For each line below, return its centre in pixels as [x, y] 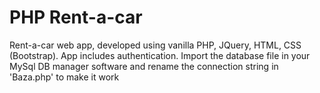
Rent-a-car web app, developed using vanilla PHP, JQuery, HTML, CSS [155, 45]
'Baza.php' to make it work [64, 77]
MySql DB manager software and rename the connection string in [144, 66]
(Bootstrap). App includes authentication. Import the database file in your [160, 55]
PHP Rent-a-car [76, 17]
